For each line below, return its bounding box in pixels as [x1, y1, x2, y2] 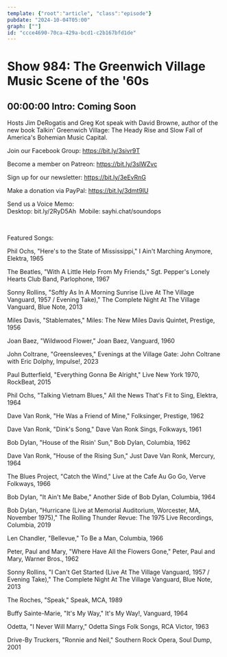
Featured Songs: [7, 234, 54, 242]
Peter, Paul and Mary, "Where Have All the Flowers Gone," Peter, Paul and [7, 547, 215, 556]
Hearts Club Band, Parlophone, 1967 [7, 275, 110, 284]
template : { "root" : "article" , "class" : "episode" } [7, 10, 152, 17]
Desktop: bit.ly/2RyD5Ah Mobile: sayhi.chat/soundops [7, 207, 161, 216]
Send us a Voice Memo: [7, 200, 74, 208]
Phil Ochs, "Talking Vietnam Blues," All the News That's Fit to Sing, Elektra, [7, 391, 218, 400]
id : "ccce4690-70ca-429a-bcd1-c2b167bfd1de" [7, 29, 136, 36]
